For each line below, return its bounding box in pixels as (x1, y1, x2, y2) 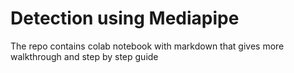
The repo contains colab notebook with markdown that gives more (10, 40, 285, 52)
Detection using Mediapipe (10, 7, 240, 30)
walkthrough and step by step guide (10, 50, 159, 62)
